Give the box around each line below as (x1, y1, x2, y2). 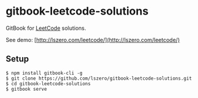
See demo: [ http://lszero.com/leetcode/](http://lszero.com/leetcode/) (5, 36, 180, 43)
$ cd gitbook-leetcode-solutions (5, 80, 91, 86)
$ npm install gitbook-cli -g (5, 70, 83, 76)
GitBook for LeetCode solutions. (5, 24, 87, 32)
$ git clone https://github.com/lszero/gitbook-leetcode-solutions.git (5, 75, 192, 82)
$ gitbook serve (5, 86, 47, 92)
